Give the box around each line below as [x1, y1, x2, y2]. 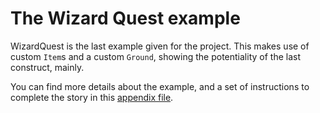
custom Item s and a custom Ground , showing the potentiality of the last [10, 50, 301, 62]
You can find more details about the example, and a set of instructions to [10, 80, 310, 92]
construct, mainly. [10, 61, 85, 73]
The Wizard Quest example [10, 7, 241, 30]
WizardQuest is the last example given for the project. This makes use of [10, 40, 310, 52]
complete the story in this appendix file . [10, 91, 174, 103]
